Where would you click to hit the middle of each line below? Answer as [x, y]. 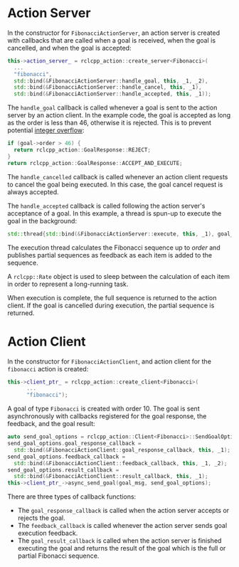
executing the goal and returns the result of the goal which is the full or [122, 549]
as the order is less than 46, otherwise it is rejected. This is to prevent [109, 123]
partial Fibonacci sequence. [58, 556]
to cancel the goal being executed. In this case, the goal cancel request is [115, 184]
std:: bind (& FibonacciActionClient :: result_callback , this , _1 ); [111, 477]
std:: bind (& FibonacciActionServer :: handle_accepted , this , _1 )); [113, 94]
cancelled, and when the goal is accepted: [69, 48]
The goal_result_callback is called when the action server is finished [119, 541]
